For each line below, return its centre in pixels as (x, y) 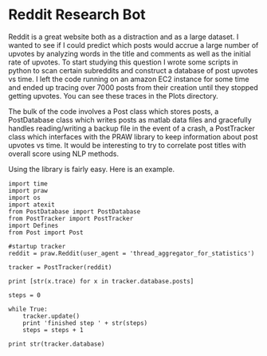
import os (25, 198)
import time (28, 184)
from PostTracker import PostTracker (71, 218)
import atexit (32, 205)
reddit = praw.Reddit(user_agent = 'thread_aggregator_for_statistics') (132, 253)
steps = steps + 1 (53, 330)
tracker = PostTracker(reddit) (60, 267)
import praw (28, 190)
